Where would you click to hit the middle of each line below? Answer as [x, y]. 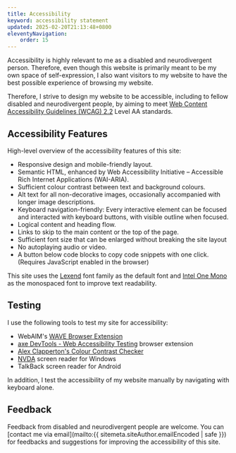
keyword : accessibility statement [58, 20]
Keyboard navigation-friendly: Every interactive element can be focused [122, 209]
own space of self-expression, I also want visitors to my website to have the [117, 76]
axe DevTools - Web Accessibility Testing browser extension [105, 343]
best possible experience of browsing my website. [80, 83]
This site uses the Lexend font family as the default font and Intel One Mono [117, 276]
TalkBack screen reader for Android [69, 366]
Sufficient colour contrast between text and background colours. [111, 187]
